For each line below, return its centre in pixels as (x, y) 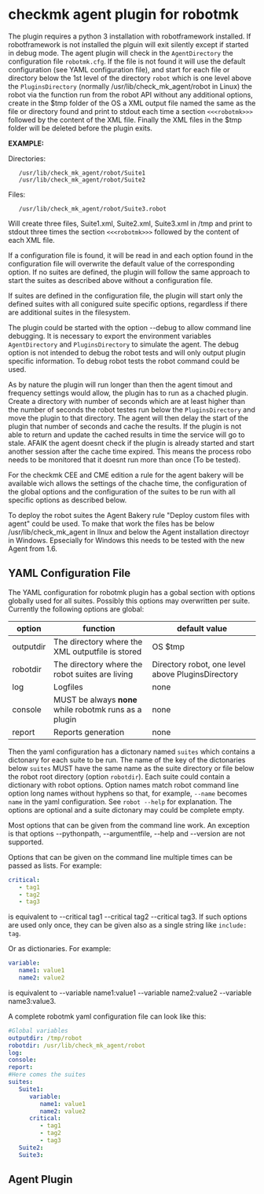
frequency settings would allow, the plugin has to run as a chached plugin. (128, 393)
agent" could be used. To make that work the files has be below (111, 524)
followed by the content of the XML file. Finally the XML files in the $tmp (125, 119)
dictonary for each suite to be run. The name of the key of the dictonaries (127, 759)
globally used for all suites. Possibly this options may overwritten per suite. (129, 601)
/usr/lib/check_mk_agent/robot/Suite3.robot (93, 209)
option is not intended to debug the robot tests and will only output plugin (127, 352)
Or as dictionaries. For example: (60, 949)
